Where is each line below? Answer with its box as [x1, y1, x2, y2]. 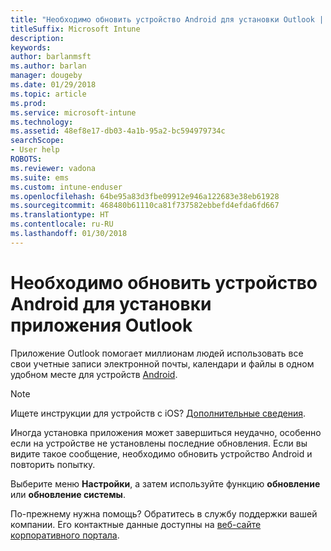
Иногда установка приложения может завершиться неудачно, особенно [10, 426, 322, 438]
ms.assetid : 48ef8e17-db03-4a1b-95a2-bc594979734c [10, 126, 226, 136]
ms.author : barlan [10, 61, 87, 71]
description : [10, 33, 65, 43]
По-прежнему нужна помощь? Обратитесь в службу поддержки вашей [10, 507, 318, 520]
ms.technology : [10, 117, 74, 127]
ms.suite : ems [10, 172, 70, 183]
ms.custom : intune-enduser [10, 182, 123, 192]
